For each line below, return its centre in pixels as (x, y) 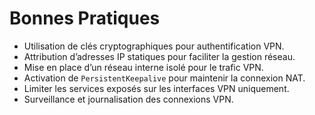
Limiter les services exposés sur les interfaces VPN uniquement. (156, 88)
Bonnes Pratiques (85, 18)
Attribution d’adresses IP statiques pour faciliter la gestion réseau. (159, 56)
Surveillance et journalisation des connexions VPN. (128, 99)
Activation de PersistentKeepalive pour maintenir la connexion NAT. (164, 78)
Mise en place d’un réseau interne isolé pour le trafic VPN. (143, 67)
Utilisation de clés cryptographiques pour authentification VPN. (154, 46)
